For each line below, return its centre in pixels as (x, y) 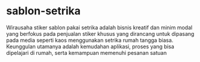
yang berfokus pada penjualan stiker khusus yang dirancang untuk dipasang (100, 33)
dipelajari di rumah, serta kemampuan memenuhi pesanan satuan (87, 52)
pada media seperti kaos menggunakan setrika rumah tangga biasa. (90, 40)
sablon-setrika (44, 11)
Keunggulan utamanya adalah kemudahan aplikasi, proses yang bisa (90, 46)
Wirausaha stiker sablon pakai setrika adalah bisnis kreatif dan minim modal (99, 27)
